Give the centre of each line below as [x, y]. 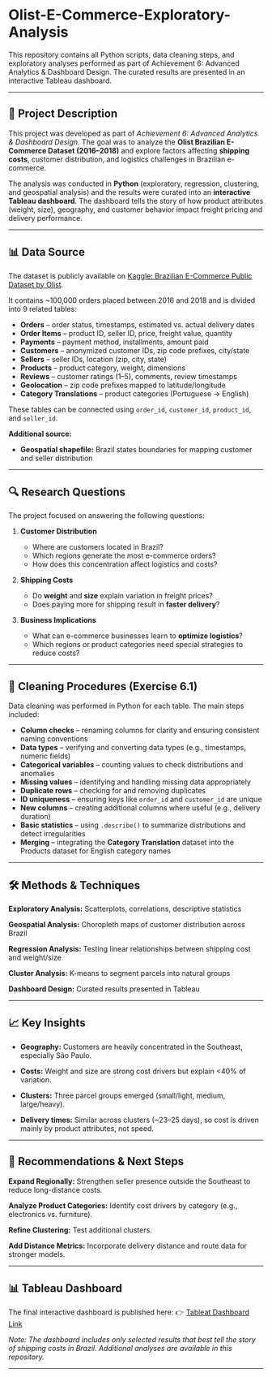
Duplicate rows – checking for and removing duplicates [113, 791]
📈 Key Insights [47, 1023]
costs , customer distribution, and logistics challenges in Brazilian [117, 159]
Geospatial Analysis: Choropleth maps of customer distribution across [127, 924]
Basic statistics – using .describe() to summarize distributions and [133, 825]
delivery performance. [46, 218]
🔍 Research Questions [67, 492]
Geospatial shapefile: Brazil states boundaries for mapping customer [136, 449]
